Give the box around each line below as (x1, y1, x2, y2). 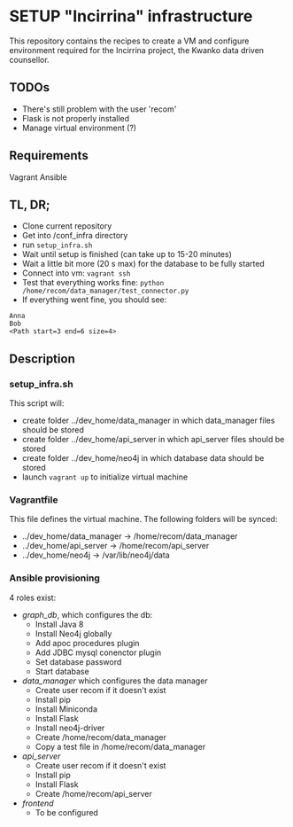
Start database (35, 666, 90, 676)
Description (9, 351, 75, 366)
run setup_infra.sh (21, 239, 93, 250)
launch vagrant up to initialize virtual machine (21, 472, 189, 482)
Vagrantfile (9, 494, 58, 506)
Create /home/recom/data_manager (35, 731, 166, 742)
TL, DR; (9, 197, 50, 212)
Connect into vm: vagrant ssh (21, 268, 131, 278)
